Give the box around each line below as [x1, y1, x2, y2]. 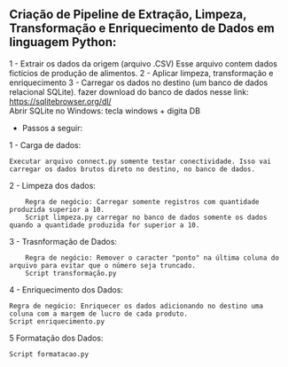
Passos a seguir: [21, 122, 83, 133]
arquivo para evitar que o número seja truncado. [9, 261, 197, 269]
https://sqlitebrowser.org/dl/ [9, 96, 113, 106]
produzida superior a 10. [9, 205, 105, 214]
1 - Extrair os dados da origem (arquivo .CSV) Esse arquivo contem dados [9, 58, 277, 69]
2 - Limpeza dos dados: [9, 180, 96, 191]
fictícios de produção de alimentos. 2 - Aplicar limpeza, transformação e [9, 67, 274, 78]
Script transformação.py [25, 269, 117, 277]
